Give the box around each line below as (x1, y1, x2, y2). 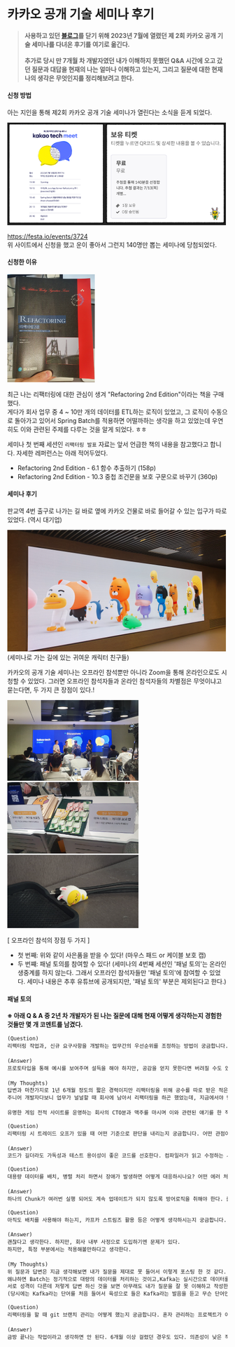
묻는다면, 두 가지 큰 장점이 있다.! (7, 685, 95, 695)
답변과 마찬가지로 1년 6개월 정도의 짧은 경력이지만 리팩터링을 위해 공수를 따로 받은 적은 (7, 1087, 229, 1094)
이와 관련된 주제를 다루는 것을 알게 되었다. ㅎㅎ (20, 425, 147, 434)
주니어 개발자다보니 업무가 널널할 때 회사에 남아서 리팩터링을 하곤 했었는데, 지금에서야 (7, 1094, 224, 1101)
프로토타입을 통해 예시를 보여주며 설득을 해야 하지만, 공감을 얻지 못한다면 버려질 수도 (7, 1064, 222, 1072)
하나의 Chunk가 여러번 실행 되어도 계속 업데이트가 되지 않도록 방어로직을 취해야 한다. (7, 1195, 224, 1202)
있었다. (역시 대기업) (7, 515, 63, 523)
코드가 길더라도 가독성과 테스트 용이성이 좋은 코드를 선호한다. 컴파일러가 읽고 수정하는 (7, 1152, 224, 1160)
